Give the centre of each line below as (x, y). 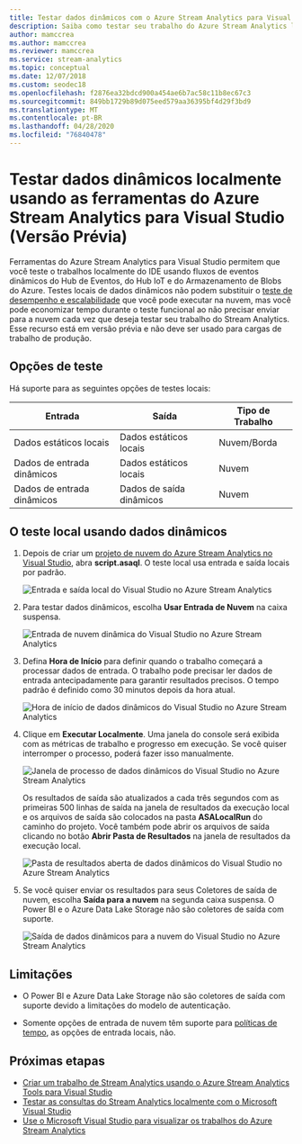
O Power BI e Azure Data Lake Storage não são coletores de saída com (154, 996)
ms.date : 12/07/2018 (48, 77)
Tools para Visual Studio (67, 1092)
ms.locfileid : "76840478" (58, 135)
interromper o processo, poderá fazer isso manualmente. (128, 753)
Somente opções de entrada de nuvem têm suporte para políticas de (150, 1023)
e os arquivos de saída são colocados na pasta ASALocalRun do (142, 817)
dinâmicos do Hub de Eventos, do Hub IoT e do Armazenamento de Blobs (146, 281)
